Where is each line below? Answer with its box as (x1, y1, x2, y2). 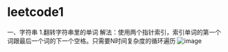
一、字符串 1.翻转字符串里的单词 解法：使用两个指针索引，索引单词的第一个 (7, 28, 222, 36)
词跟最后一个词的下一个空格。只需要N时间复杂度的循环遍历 (7, 36, 176, 45)
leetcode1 (7, 4, 64, 20)
